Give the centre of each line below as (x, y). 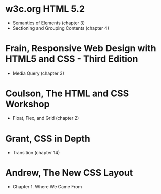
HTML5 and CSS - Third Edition (72, 59)
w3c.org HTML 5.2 (45, 9)
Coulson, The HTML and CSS (67, 93)
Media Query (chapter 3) (38, 73)
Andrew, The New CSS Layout (69, 173)
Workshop (28, 104)
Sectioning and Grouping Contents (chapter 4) (61, 28)
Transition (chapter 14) (36, 152)
